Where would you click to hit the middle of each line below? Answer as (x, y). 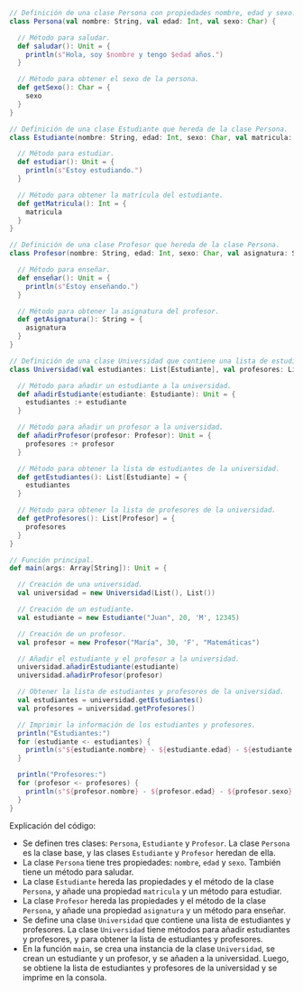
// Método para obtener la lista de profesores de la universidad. (147, 510)
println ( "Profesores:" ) (62, 775)
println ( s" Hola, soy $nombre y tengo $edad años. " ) (124, 54)
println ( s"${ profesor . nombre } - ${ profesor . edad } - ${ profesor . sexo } (159, 791)
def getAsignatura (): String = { (80, 320)
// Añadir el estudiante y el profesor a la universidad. (129, 659)
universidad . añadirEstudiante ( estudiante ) (98, 667)
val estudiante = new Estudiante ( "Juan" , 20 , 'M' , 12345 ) (129, 617)
